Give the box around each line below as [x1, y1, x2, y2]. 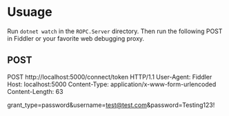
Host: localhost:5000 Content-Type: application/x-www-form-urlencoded [7, 80, 217, 88]
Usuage [7, 4, 53, 20]
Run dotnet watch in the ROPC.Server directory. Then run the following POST [7, 27, 223, 35]
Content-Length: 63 [7, 87, 63, 95]
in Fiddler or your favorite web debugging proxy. [7, 34, 145, 42]
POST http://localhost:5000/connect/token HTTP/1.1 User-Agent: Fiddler [7, 72, 212, 81]
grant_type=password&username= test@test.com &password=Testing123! [7, 101, 215, 109]
